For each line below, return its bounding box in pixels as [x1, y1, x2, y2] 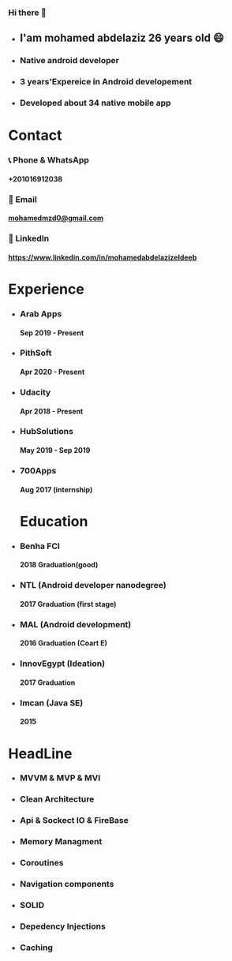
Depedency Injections [19, 921, 107, 932]
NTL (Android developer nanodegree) [19, 580, 167, 591]
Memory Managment [19, 836, 103, 847]
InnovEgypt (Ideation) [19, 658, 105, 669]
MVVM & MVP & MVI [19, 772, 101, 783]
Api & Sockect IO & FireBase [19, 815, 129, 826]
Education [19, 512, 88, 530]
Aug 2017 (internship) [19, 484, 93, 494]
